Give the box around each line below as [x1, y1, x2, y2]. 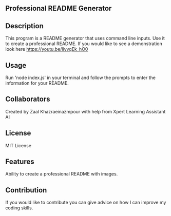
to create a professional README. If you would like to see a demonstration [5, 41, 163, 47]
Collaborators [5, 95, 50, 104]
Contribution [5, 186, 47, 194]
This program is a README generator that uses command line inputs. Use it [5, 35, 165, 42]
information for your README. [5, 80, 69, 86]
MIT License [5, 142, 32, 148]
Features [5, 158, 34, 166]
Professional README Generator [5, 4, 112, 13]
